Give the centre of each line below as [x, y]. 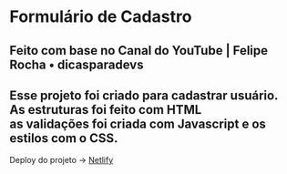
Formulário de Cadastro [101, 17]
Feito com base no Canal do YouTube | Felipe [139, 51]
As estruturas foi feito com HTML [106, 110]
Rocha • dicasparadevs [77, 64]
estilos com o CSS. [64, 138]
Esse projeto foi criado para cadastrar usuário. [144, 95]
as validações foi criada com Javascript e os [138, 123]
